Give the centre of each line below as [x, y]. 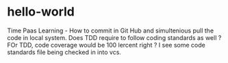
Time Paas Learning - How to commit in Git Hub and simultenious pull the [111, 30]
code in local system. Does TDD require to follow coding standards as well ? [114, 37]
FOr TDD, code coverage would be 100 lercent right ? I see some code [106, 45]
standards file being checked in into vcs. [64, 52]
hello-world [41, 12]
